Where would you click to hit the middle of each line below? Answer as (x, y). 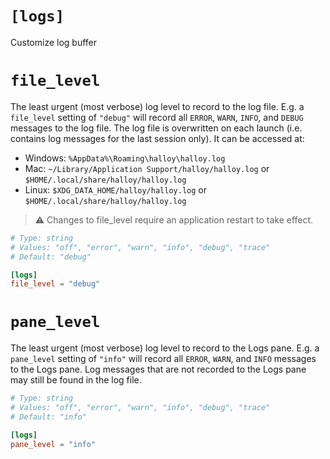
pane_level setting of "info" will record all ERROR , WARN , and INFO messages (163, 359)
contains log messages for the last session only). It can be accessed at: (157, 138)
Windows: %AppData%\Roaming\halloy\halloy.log (125, 158)
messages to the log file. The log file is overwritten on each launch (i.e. (156, 128)
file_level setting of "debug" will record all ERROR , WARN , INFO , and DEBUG (157, 117)
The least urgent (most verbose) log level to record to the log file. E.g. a (157, 106)
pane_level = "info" (53, 444)
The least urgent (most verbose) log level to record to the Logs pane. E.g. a (165, 348)
